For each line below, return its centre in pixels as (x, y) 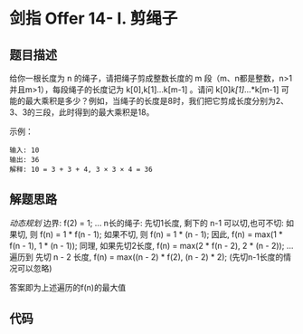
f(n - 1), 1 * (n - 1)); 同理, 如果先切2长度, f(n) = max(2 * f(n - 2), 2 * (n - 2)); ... (151, 245)
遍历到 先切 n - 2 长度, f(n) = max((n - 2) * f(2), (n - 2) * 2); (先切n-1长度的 (147, 257)
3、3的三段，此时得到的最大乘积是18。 (82, 112)
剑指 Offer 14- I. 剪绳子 (94, 19)
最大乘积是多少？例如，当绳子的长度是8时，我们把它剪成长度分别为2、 (157, 101)
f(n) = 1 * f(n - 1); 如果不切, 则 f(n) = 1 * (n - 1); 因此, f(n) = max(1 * (161, 234)
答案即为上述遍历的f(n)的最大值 (68, 287)
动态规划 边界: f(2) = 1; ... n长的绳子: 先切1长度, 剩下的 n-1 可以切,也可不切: (147, 223)
